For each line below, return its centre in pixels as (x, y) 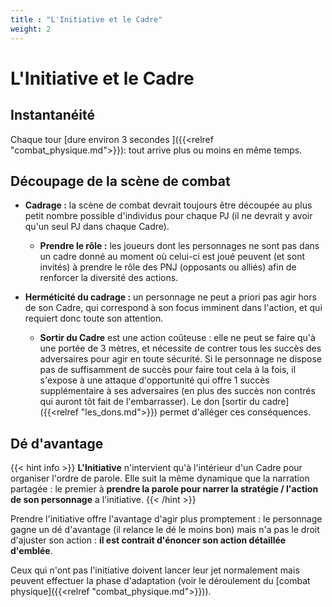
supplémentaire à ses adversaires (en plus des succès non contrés (177, 391)
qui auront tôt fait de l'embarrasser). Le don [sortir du (149, 402)
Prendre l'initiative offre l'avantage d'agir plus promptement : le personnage (166, 519)
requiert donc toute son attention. (94, 318)
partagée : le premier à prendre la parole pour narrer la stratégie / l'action (164, 489)
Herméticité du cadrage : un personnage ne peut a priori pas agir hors (170, 297)
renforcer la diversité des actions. (109, 278)
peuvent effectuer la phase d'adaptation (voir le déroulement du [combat (160, 581)
